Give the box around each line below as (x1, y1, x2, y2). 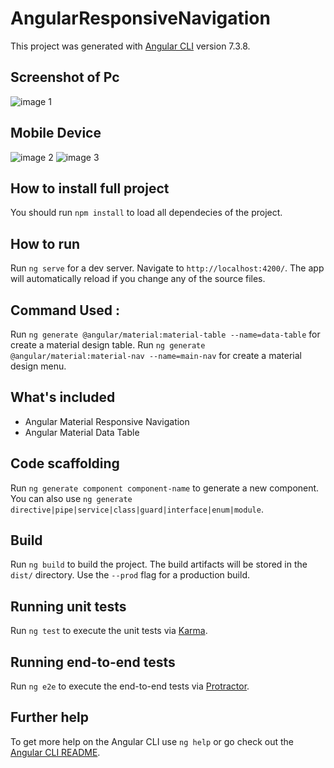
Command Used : (10, 302, 121, 319)
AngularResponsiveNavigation (10, 7, 271, 30)
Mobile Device (10, 125, 102, 142)
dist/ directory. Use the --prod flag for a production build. (10, 569, 250, 581)
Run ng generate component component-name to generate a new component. (10, 482, 320, 494)
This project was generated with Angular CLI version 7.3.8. (10, 40, 251, 52)
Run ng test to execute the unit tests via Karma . (10, 625, 208, 637)
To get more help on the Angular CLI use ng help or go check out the (10, 735, 294, 747)
